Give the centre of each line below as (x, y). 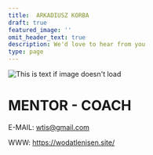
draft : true (27, 23)
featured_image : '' (40, 30)
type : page (26, 52)
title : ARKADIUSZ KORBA (49, 15)
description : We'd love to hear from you (77, 45)
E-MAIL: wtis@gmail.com (49, 127)
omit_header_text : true (47, 37)
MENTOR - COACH (70, 106)
